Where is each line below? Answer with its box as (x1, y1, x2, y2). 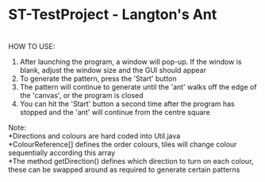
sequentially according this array (8, 148, 116, 157)
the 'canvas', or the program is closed (19, 91, 144, 100)
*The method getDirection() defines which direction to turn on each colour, (8, 157, 254, 166)
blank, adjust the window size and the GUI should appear (19, 66, 206, 75)
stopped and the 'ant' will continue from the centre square (19, 108, 210, 117)
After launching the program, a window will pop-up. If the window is (19, 57, 242, 66)
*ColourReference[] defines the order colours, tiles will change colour (8, 140, 237, 150)
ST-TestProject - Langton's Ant (8, 6, 217, 24)
